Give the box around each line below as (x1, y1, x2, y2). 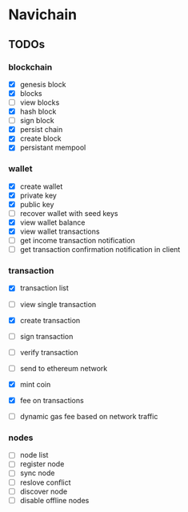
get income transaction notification (19, 236, 136, 246)
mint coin (19, 379, 51, 389)
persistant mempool (19, 142, 86, 153)
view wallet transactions (19, 226, 100, 236)
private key (19, 190, 58, 200)
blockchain (8, 62, 53, 73)
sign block (19, 116, 54, 126)
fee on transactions (19, 395, 84, 405)
